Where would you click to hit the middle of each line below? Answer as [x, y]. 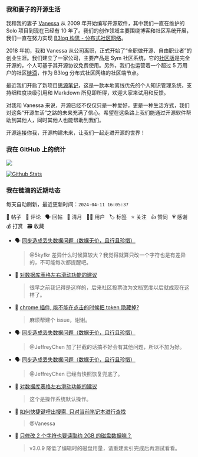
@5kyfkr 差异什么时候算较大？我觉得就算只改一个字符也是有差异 [108, 255]
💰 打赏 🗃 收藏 [25, 226]
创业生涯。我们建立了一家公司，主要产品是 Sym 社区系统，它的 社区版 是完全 [98, 58]
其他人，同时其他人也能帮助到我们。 [60, 120]
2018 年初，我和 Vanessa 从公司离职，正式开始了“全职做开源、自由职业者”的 [99, 51]
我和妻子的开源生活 [33, 9]
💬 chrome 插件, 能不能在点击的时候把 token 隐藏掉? [77, 307]
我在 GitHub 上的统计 [36, 150]
